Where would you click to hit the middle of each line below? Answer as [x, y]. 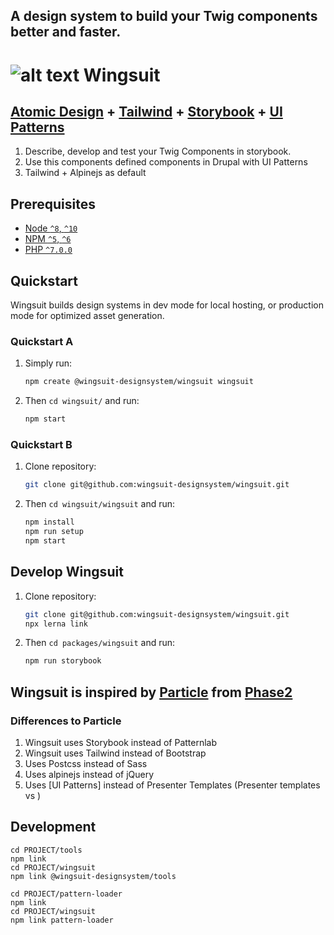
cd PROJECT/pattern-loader [66, 894]
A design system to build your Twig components [164, 16]
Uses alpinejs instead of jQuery [89, 774]
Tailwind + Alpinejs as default [85, 173]
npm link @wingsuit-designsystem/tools [93, 876]
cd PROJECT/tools [46, 850]
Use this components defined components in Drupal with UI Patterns [166, 162]
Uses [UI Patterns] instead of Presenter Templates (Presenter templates [172, 785]
